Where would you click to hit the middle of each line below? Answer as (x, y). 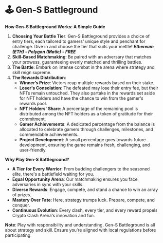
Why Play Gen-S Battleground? (37, 159)
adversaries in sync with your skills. (48, 184)
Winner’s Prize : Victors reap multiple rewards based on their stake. (87, 83)
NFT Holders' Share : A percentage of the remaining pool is (79, 109)
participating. (18, 235)
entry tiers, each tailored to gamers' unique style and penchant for (79, 41)
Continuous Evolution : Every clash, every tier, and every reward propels (85, 210)
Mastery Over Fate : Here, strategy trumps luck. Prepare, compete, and (83, 200)
